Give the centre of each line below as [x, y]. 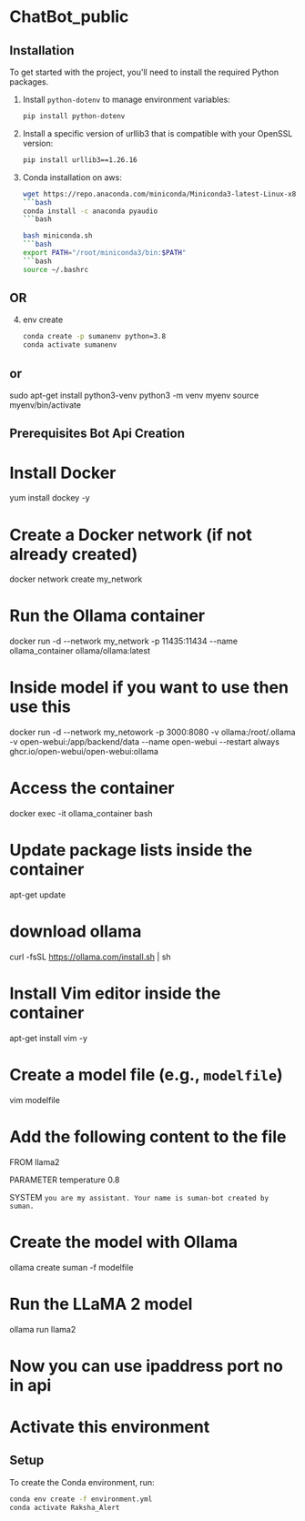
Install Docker [63, 473]
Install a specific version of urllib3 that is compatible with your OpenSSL [158, 133]
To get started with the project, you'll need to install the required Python [144, 72]
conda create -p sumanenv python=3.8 [94, 337]
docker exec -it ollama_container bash [81, 814]
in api [30, 1385]
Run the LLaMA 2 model [101, 1304]
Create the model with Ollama [124, 1242]
